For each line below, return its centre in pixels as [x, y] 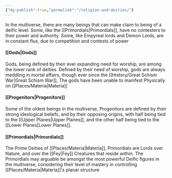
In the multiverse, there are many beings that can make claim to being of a [83, 25]
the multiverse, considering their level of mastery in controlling [71, 165]
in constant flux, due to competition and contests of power [67, 41]
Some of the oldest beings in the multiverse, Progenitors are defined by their [86, 109]
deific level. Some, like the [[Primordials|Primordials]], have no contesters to [85, 30]
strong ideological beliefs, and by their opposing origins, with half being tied [85, 114]
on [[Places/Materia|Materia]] [37, 85]
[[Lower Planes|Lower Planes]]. [38, 125]
